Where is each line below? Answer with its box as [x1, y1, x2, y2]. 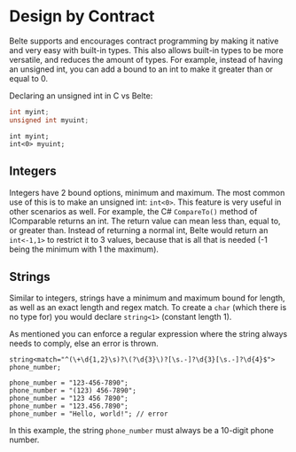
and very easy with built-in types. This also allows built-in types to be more [9, 44, 284, 55]
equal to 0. [9, 73, 49, 83]
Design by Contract [9, 6, 155, 27]
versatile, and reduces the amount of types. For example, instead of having [9, 54, 284, 65]
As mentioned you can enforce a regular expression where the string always [9, 329, 288, 339]
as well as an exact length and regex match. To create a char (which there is [9, 302, 287, 313]
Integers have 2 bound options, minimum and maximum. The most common [9, 187, 285, 198]
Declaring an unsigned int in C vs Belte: [9, 90, 153, 101]
